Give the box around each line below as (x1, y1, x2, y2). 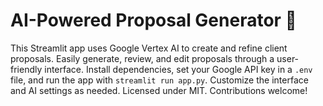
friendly (10, 63, 43, 75)
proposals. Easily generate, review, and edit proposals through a (10, 52, 275, 64)
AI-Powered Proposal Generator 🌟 (10, 9, 297, 32)
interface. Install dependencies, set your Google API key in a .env (44, 63, 313, 75)
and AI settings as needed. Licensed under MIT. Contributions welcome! (10, 84, 308, 96)
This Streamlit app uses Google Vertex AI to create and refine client (10, 42, 288, 54)
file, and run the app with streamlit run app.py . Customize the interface (10, 74, 309, 86)
